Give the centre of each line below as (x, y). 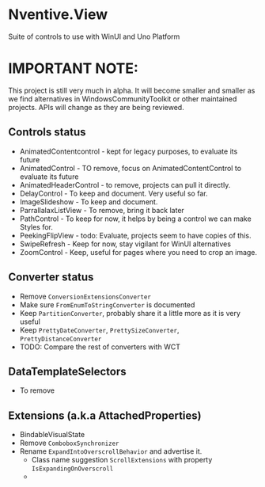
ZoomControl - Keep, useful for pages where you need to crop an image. (138, 252)
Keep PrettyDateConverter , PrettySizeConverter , (99, 329)
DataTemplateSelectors (67, 371)
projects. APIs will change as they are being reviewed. (96, 107)
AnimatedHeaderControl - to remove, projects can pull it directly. (125, 185)
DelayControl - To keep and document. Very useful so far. (114, 193)
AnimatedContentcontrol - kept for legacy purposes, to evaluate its (129, 151)
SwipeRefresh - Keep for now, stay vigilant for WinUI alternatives (125, 244)
